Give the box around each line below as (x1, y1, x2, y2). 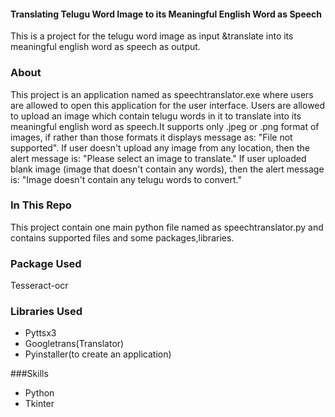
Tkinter (24, 398, 55, 410)
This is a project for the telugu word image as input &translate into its (10, 30, 294, 42)
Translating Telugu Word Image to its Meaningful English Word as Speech (10, 8, 323, 20)
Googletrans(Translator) (24, 338, 125, 350)
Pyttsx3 (24, 327, 57, 339)
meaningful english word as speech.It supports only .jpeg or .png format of (10, 120, 320, 132)
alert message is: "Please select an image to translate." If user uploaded (10, 152, 307, 164)
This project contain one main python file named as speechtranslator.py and (10, 221, 324, 233)
